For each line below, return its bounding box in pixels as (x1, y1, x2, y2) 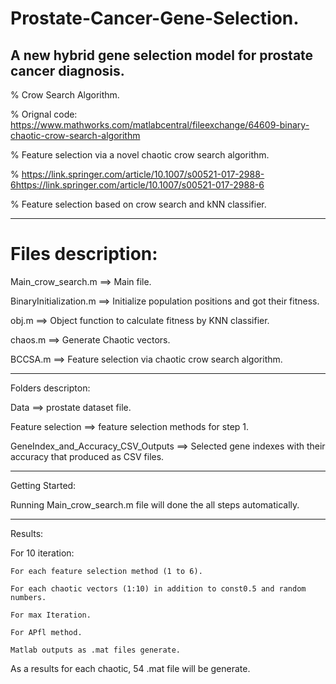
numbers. (10, 592, 47, 602)
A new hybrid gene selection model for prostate (10, 47, 314, 64)
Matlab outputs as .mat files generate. (10, 645, 182, 655)
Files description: (10, 243, 158, 266)
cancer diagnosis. (10, 62, 125, 79)
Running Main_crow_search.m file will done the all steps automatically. (10, 498, 300, 511)
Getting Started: (10, 479, 77, 491)
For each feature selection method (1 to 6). (10, 566, 203, 576)
